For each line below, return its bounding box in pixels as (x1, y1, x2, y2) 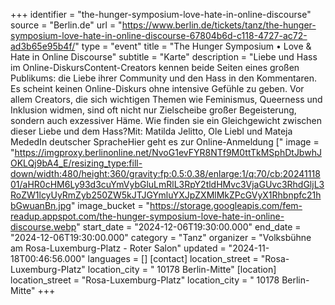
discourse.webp (10, 221, 77, 233)
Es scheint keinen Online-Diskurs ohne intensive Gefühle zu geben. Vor (10, 83, 305, 94)
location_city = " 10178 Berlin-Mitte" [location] (87, 264, 277, 275)
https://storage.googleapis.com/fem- (149, 200, 303, 211)
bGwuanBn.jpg (10, 200, 72, 211)
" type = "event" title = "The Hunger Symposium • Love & (74, 40, 312, 52)
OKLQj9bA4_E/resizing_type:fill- (10, 157, 143, 169)
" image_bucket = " (70, 200, 151, 211)
